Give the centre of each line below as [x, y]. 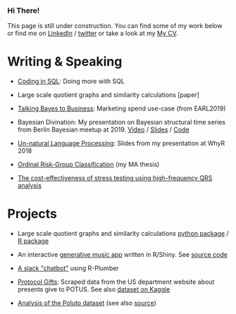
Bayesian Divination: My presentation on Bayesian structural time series [122, 123]
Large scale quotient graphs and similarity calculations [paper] [108, 95]
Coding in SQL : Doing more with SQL [71, 81]
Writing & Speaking [65, 62]
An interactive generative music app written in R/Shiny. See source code [122, 255]
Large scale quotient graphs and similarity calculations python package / [123, 234]
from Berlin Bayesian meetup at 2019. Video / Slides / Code [103, 130]
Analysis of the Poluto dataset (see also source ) [87, 303]
